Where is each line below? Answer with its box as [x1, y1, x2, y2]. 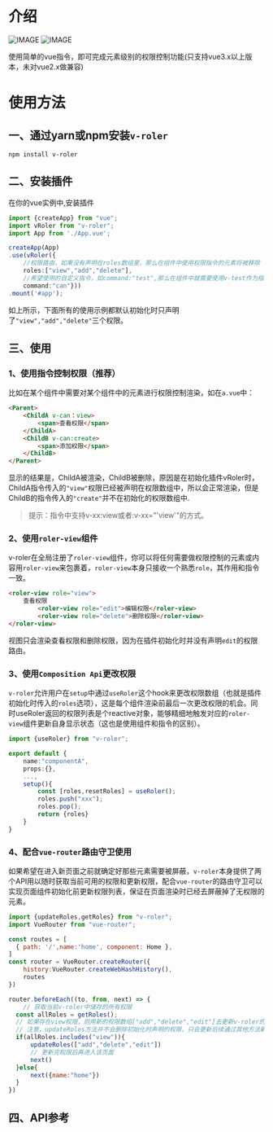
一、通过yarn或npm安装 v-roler [8, 128, 169, 143]
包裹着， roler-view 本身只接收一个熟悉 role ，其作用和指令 [66, 563, 260, 573]
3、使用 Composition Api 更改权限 [8, 668, 136, 679]
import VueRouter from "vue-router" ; [8, 920, 136, 928]
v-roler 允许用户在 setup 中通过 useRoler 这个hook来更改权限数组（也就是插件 [8, 688, 262, 698]
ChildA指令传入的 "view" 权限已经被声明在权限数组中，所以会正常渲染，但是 [8, 483, 259, 493]
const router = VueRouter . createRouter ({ [8, 958, 151, 966]
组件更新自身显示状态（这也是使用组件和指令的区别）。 [23, 718, 205, 729]
